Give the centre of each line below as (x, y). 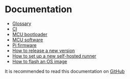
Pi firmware (24, 45)
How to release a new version (44, 50)
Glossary (22, 23)
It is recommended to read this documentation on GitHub (65, 71)
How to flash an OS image (40, 61)
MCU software (27, 40)
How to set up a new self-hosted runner (54, 56)
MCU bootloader (30, 34)
